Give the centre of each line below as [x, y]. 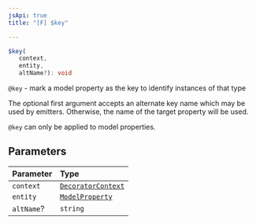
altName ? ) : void [45, 73]
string [72, 208]
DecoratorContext [92, 186]
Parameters [37, 151]
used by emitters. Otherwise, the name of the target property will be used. [128, 112]
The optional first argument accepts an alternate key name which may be [127, 103]
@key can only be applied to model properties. [82, 127]
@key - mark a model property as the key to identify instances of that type [127, 88]
